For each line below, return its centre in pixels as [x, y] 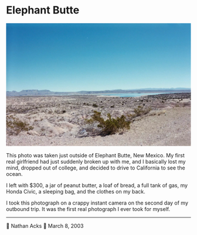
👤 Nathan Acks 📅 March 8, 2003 [45, 226]
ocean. [14, 174]
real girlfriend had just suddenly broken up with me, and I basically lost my [96, 161]
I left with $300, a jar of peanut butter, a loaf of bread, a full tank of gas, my [97, 185]
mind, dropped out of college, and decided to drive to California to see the [96, 168]
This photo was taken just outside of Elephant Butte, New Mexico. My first [95, 155]
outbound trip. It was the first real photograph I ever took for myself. [88, 209]
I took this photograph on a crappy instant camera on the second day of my [97, 203]
